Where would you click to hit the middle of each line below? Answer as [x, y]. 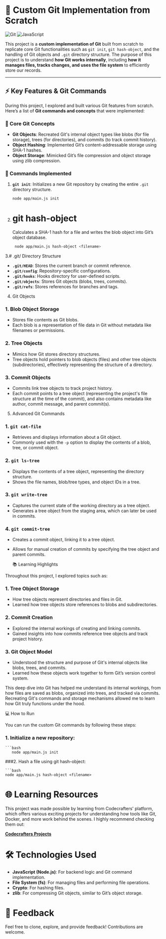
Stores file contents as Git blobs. [45, 320]
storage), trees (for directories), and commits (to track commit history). [84, 140]
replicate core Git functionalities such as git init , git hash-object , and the [82, 49]
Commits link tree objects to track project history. [62, 388]
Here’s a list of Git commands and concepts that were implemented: [75, 110]
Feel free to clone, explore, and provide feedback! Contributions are [74, 927]
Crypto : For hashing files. [38, 888]
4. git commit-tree [28, 528]
